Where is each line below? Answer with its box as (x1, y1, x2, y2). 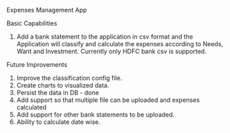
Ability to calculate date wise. (16, 118, 101, 126)
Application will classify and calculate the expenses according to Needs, (16, 40, 224, 48)
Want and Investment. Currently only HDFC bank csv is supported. (16, 48, 207, 55)
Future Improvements (6, 61, 68, 68)
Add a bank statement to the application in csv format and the (16, 32, 193, 41)
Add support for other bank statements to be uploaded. (16, 110, 175, 119)
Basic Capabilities (6, 19, 57, 27)
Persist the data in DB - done (16, 89, 100, 96)
